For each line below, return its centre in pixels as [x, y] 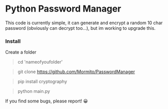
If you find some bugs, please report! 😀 [47, 101]
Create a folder [21, 52]
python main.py [34, 91]
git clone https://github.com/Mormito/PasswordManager [76, 72]
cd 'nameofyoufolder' [40, 62]
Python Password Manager [63, 9]
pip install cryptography [42, 82]
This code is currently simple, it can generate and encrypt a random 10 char [84, 23]
